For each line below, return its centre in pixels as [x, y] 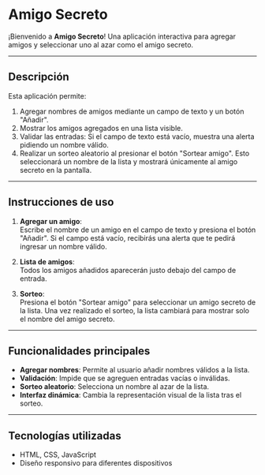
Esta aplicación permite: [47, 95]
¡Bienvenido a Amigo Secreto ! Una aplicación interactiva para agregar [122, 36]
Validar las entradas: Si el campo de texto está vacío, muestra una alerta [137, 137]
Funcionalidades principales [79, 351]
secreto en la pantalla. [56, 170]
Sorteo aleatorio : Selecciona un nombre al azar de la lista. [114, 387]
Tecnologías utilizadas [65, 436]
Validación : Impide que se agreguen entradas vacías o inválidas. [125, 378]
